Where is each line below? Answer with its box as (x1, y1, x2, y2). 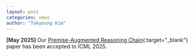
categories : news (6, 14, 50, 20)
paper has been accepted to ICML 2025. (6, 43, 107, 50)
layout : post (6, 8, 39, 15)
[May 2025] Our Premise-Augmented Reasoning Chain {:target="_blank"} (6, 37, 189, 44)
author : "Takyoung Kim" (6, 20, 66, 26)
